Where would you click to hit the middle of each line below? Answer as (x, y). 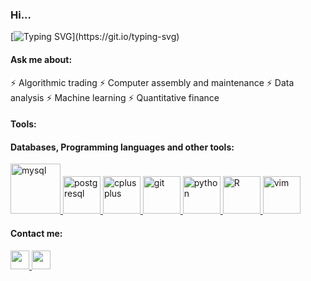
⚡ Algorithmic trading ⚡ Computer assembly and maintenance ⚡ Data (152, 82)
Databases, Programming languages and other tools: (122, 147)
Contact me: (36, 233)
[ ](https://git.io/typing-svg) (95, 37)
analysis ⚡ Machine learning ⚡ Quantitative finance (115, 97)
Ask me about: (41, 59)
